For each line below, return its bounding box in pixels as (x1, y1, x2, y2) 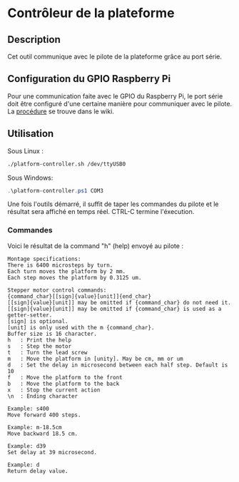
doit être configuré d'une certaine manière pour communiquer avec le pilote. (7, 99, 233, 108)
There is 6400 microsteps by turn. (7, 262, 113, 269)
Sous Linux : (7, 146, 44, 155)
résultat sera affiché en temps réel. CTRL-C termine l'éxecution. (7, 207, 195, 216)
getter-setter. (7, 312, 53, 319)
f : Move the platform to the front (7, 374, 123, 381)
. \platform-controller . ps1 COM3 (7, 187, 103, 194)
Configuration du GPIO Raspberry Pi (7, 73, 171, 85)
